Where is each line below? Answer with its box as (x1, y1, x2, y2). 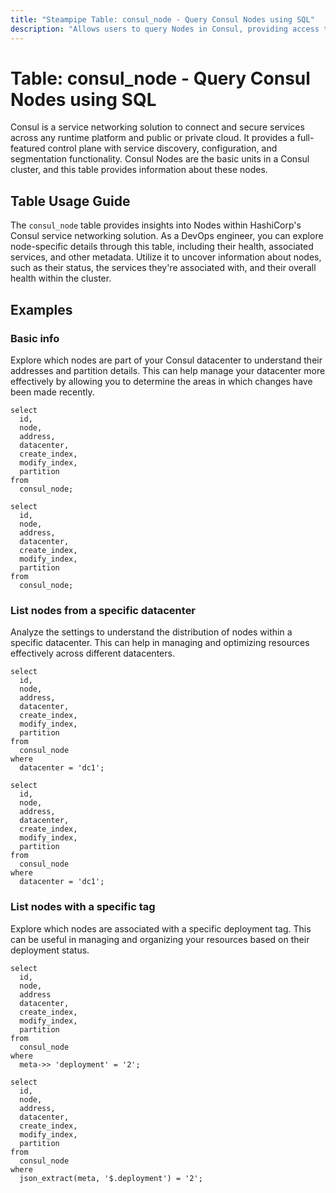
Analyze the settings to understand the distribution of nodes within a (10, 626, 293, 638)
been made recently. (10, 386, 95, 398)
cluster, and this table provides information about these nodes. (10, 164, 268, 176)
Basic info (10, 331, 60, 345)
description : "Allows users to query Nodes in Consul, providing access (10, 24, 320, 34)
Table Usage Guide (10, 192, 131, 210)
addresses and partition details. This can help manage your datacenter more (10, 364, 326, 376)
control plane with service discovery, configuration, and (47, 142, 278, 155)
